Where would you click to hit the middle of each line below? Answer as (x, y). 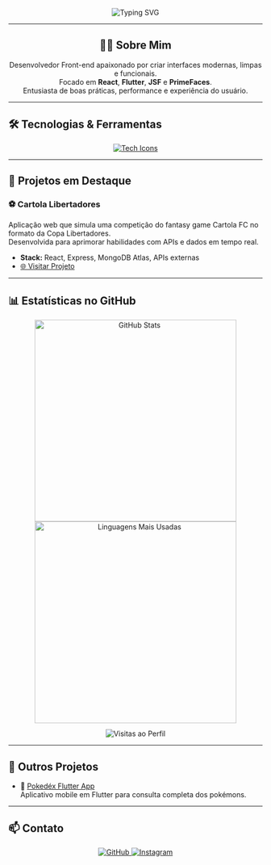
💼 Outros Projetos (54, 767)
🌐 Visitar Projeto (47, 266)
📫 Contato (36, 828)
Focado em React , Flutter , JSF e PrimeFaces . (135, 81)
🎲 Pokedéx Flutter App (57, 786)
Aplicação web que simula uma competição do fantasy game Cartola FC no (133, 225)
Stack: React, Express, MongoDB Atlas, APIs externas (110, 257)
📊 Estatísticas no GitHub (72, 301)
